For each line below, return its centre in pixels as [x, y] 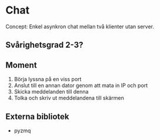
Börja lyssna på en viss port [48, 79]
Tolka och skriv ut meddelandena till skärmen [69, 98]
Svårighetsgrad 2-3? [44, 45]
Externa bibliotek [37, 116]
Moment [21, 65]
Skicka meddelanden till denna [51, 92]
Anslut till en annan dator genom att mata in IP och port [81, 85]
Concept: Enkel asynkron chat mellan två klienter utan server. [80, 26]
